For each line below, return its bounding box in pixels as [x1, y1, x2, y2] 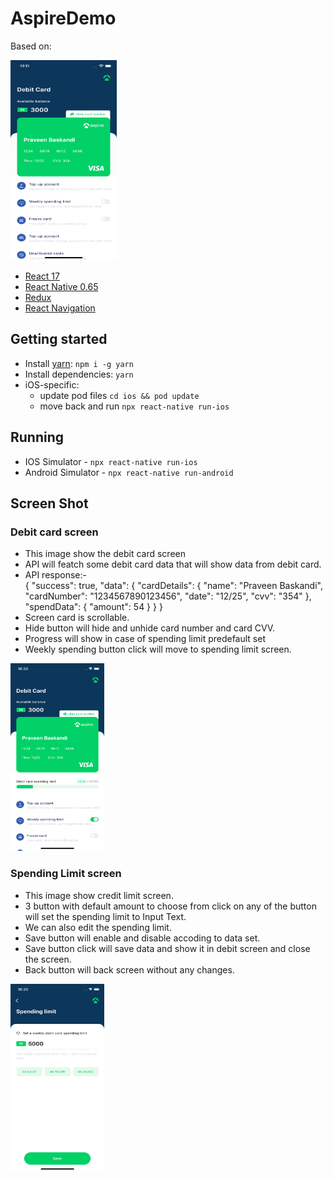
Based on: [10, 40, 52, 52]
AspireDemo [10, 7, 117, 30]
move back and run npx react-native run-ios [39, 400, 230, 412]
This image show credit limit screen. [24, 889, 174, 901]
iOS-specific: [24, 378, 80, 391]
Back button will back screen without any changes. [24, 963, 235, 976]
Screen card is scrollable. [24, 612, 130, 624]
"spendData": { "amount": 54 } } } [24, 601, 163, 613]
